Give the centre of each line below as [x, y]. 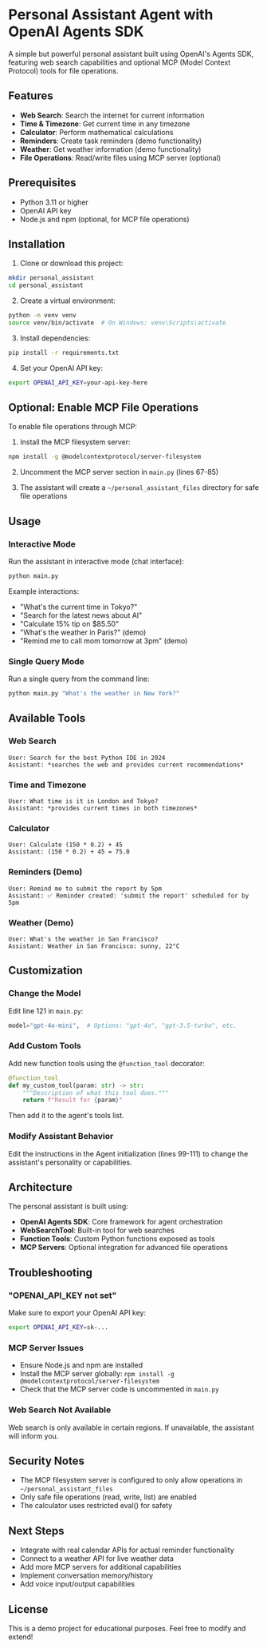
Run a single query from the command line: [79, 679]
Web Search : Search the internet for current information [112, 115]
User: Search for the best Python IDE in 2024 [87, 758]
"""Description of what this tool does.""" [96, 1093]
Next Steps [36, 1531]
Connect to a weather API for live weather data [96, 1558]
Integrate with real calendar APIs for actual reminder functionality [127, 1550]
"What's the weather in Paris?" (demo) [83, 632]
